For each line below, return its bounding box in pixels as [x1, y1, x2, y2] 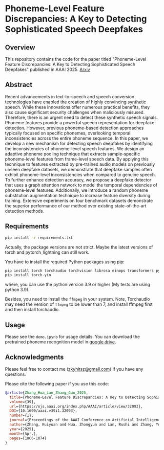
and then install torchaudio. [5, 307, 60, 313]
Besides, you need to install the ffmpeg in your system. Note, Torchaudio [5, 296, 150, 302]
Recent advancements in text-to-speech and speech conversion [5, 93, 135, 99]
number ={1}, [9, 413, 34, 418]
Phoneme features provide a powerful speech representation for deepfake [5, 119, 155, 125]
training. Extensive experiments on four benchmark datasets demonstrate [5, 198, 153, 203]
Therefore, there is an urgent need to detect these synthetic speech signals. [5, 114, 158, 120]
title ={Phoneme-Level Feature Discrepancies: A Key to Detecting [9, 395, 145, 400]
